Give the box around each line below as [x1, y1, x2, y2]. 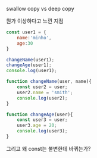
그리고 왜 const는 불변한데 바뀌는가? [6, 145, 91, 152]
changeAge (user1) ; [6, 62, 52, 68]
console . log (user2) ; [17, 95, 68, 101]
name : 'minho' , [17, 35, 52, 41]
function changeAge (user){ [6, 111, 73, 117]
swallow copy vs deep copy [6, 5, 74, 12]
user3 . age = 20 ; [17, 122, 58, 129]
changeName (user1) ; [6, 57, 55, 63]
